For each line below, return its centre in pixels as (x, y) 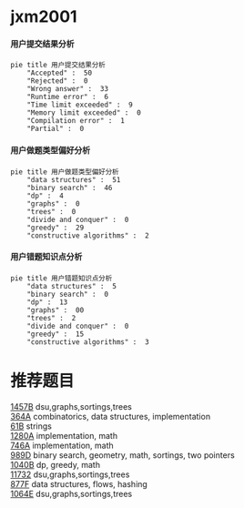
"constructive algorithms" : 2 (88, 235)
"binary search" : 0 (67, 294)
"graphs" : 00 (56, 310)
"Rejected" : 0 (58, 81)
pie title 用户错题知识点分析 (61, 278)
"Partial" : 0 (56, 129)
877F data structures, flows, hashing (79, 483)
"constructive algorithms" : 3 (88, 342)
